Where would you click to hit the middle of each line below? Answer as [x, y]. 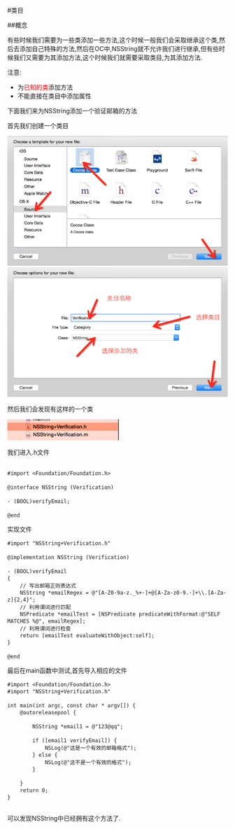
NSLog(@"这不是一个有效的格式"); [88, 762]
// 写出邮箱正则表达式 [48, 586]
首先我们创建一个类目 [38, 126]
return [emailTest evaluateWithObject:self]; [87, 635]
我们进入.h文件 [29, 452]
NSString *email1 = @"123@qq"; [78, 726]
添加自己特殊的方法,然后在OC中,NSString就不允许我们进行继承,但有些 [119, 49]
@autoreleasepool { [48, 712]
